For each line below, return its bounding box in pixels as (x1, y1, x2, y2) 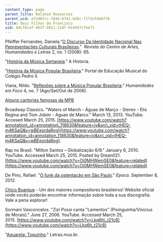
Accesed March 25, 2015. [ (5, 117, 59, 123)
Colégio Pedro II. (5, 73, 39, 79)
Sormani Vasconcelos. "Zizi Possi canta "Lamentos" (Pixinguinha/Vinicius (5, 207, 153, 213)
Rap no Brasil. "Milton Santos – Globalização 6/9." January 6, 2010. (5, 147, 139, 153)
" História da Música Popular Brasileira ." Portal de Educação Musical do (5, 68, 147, 74)
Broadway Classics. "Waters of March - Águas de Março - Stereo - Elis (5, 107, 147, 113)
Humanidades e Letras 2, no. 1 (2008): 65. (5, 49, 90, 55)
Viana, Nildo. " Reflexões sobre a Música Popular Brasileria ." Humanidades (5, 82, 154, 88)
